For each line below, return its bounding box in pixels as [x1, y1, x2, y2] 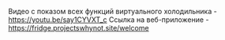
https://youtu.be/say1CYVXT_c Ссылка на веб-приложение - [8, 15, 209, 24]
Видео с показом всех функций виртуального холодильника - [8, 7, 217, 16]
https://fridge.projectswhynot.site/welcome [8, 24, 149, 32]
